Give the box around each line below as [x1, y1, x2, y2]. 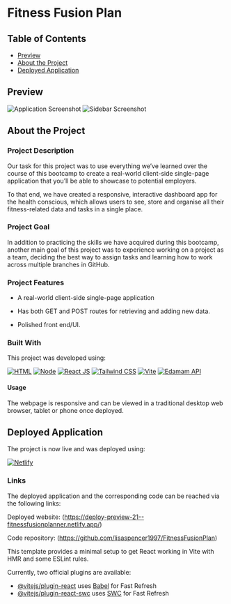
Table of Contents [7, 33, 87, 45]
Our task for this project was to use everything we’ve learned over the [7, 162, 207, 170]
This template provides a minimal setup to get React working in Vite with [7, 547, 214, 555]
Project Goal [7, 222, 50, 232]
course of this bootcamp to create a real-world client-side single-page [7, 169, 209, 177]
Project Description [7, 146, 74, 156]
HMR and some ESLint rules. [7, 554, 89, 563]
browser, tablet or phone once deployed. [7, 406, 124, 414]
